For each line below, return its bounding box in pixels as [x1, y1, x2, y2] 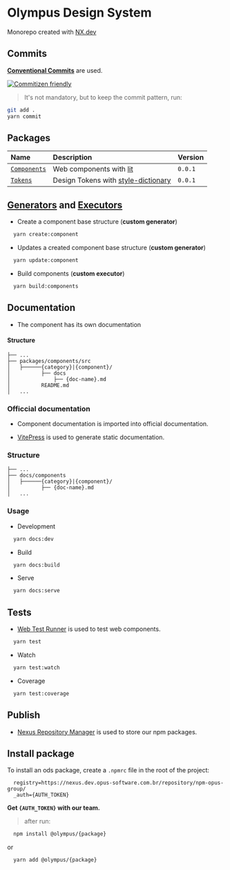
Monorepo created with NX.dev [7, 28, 97, 36]
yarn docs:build [13, 561, 60, 569]
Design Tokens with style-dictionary [52, 175, 171, 185]
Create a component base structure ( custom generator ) [17, 217, 178, 226]
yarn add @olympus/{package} [13, 857, 97, 864]
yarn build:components [13, 283, 79, 290]
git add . [7, 106, 36, 114]
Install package [7, 747, 75, 759]
